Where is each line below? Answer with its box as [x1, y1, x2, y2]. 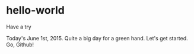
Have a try [6, 23, 31, 30]
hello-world [6, 4, 65, 17]
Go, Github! [6, 41, 34, 48]
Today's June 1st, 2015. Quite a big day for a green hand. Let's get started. [6, 34, 188, 42]
